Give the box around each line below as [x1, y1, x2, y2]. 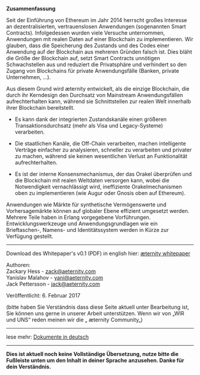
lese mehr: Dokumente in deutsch [6, 333, 89, 340]
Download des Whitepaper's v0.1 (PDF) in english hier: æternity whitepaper [6, 250, 190, 257]
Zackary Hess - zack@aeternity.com [6, 268, 96, 275]
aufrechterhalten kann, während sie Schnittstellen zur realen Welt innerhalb [6, 98, 192, 105]
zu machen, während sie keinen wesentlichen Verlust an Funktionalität [14, 153, 187, 160]
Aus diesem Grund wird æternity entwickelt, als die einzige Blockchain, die [6, 85, 189, 92]
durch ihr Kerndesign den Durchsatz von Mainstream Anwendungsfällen [6, 92, 183, 98]
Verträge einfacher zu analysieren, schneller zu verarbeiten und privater [14, 146, 192, 153]
